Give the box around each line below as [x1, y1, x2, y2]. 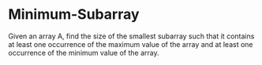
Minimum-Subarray [8, 5, 140, 23]
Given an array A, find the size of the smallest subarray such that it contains [8, 31, 255, 41]
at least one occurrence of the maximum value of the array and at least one [8, 39, 253, 49]
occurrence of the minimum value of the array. [8, 48, 159, 57]
